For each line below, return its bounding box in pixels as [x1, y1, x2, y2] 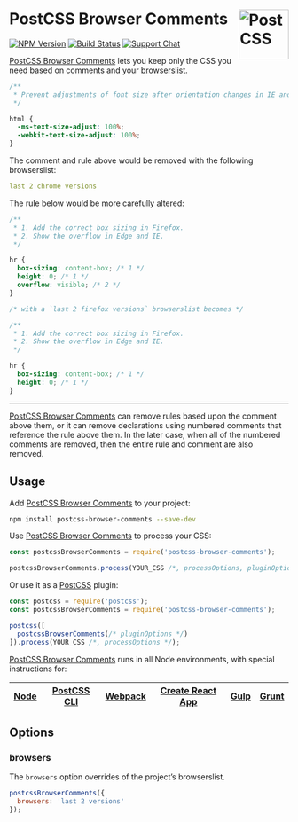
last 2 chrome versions [9, 182, 98, 191]
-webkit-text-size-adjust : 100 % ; [17, 131, 141, 140]
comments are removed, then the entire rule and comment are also [9, 439, 254, 450]
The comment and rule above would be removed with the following [9, 155, 254, 166]
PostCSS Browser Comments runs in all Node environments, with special [9, 654, 275, 664]
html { [9, 114, 34, 123]
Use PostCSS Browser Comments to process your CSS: [9, 530, 212, 541]
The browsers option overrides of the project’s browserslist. [9, 771, 226, 782]
